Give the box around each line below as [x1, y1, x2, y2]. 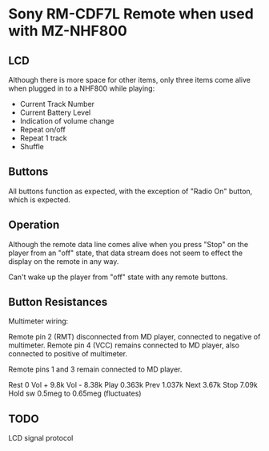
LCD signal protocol [8, 433, 74, 443]
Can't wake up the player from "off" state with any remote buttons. [8, 272, 228, 282]
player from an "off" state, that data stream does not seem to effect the [8, 248, 243, 258]
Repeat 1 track [19, 133, 68, 143]
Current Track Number [19, 100, 94, 108]
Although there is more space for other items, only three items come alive [8, 75, 251, 84]
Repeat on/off [19, 125, 66, 134]
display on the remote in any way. [8, 256, 119, 266]
